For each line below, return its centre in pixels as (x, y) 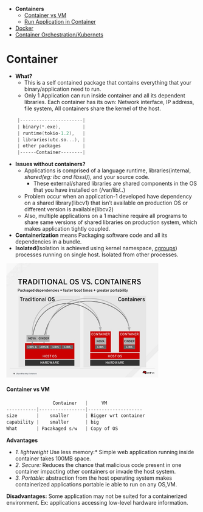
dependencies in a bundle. (48, 242)
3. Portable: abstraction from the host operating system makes (93, 478)
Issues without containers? (50, 164)
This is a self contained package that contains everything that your (108, 82)
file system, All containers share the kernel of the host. (92, 108)
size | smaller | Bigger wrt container (76, 416)
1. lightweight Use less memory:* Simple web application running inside (105, 452)
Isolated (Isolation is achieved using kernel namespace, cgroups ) (96, 248)
